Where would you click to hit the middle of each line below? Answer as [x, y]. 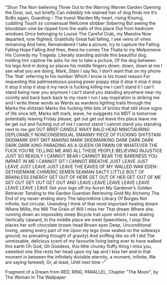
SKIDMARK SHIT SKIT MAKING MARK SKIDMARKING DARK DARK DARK [79, 140]
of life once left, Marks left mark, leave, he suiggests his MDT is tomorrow [81, 113]
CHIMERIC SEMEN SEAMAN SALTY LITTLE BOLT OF [90, 172]
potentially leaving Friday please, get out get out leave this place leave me [81, 119]
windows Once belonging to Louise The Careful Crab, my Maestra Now [78, 34]
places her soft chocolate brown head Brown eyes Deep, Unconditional [78, 225]
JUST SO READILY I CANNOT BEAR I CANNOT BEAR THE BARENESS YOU [82, 156]
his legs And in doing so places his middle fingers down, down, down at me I [84, 65]
